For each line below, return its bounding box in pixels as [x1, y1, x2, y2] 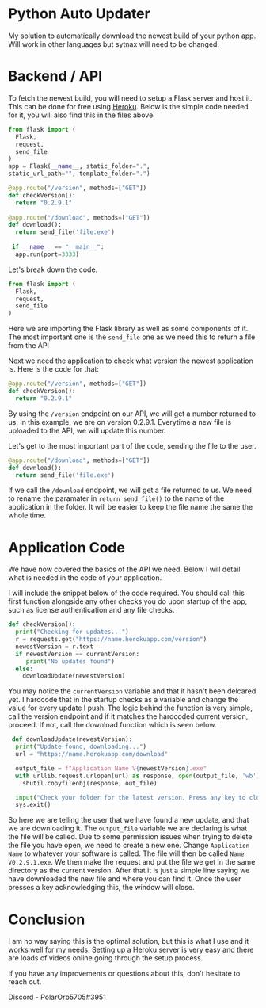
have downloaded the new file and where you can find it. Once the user [8, 874, 241, 884]
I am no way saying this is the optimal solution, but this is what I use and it [8, 937, 249, 946]
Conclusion [8, 911, 85, 928]
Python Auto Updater [8, 5, 150, 23]
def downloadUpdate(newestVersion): [11, 735, 133, 743]
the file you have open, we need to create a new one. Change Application [8, 841, 250, 850]
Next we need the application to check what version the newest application [8, 356, 253, 365]
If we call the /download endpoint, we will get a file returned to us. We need [8, 485, 252, 495]
